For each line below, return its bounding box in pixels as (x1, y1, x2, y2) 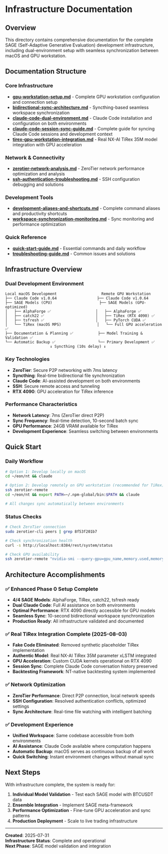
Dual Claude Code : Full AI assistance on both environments (12, 602, 135, 608)
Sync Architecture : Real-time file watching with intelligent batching (12, 708, 151, 715)
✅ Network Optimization (5, 681, 66, 688)
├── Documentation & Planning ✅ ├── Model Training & (5, 331, 143, 336)
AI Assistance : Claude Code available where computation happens (12, 743, 151, 749)
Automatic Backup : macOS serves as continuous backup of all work (12, 748, 154, 754)
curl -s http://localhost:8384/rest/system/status (5, 543, 113, 548)
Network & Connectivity (5, 154, 65, 161)
